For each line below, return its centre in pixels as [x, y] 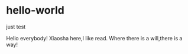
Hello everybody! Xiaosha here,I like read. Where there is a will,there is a [94, 38]
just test [16, 27]
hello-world [35, 10]
